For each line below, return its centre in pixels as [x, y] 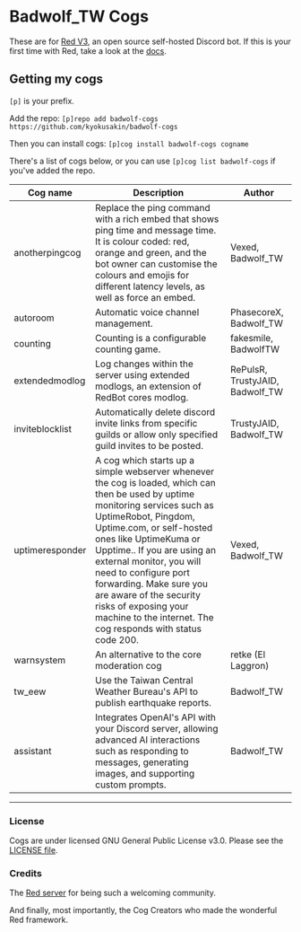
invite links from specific [146, 423]
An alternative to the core [148, 655]
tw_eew [30, 691]
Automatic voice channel [147, 312]
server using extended [142, 374]
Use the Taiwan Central [144, 680]
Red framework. [39, 920]
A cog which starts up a [145, 460]
